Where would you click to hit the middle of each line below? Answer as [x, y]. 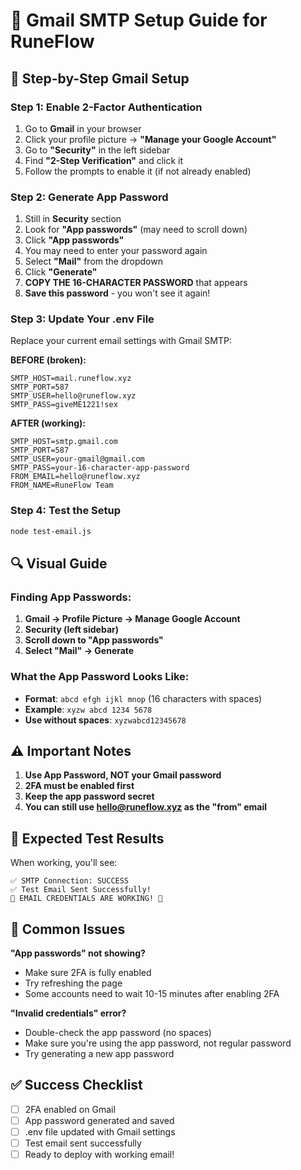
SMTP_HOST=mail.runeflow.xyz [71, 379]
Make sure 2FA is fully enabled [88, 973]
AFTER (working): [48, 423]
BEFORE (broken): [48, 360]
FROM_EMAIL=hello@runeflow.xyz [75, 477]
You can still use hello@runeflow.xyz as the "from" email [146, 807]
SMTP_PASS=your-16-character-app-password [100, 468]
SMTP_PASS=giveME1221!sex [64, 405]
